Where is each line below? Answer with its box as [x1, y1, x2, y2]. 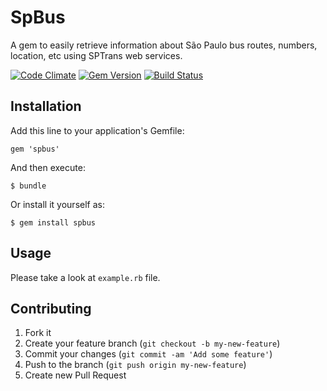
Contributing [10, 300, 92, 317]
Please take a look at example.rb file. [10, 271, 161, 283]
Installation [10, 98, 82, 115]
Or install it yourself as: [10, 198, 105, 210]
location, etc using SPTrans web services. [10, 49, 183, 61]
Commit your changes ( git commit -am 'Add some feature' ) [24, 348, 273, 360]
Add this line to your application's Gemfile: [10, 124, 185, 136]
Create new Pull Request [24, 369, 127, 381]
